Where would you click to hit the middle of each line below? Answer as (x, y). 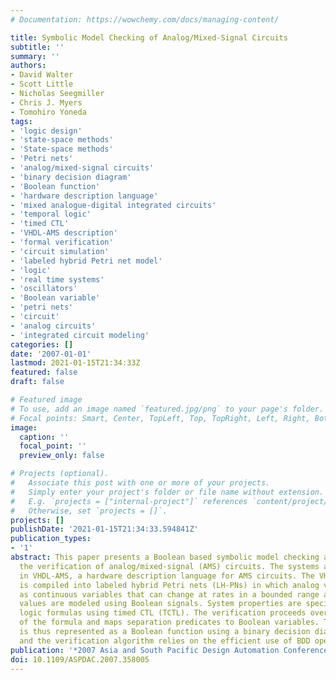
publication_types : (51, 539)
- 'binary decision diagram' (71, 177)
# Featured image (46, 400)
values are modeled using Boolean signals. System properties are (160, 604)
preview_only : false (62, 456)
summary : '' (35, 56)
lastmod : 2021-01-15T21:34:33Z (75, 363)
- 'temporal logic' (51, 214)
